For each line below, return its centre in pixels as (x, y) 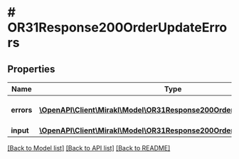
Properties (31, 69)
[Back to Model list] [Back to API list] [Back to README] (89, 148)
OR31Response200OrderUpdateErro (117, 27)
